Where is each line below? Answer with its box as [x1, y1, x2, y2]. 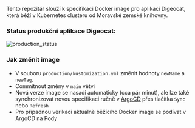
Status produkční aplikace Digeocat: [6, 27, 116, 35]
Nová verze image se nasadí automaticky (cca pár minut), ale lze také [15, 89, 190, 96]
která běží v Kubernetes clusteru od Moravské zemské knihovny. [6, 12, 168, 19]
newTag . [15, 76, 33, 83]
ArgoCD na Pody [15, 115, 58, 122]
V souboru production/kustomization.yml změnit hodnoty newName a [15, 69, 185, 76]
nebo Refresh [15, 101, 49, 109]
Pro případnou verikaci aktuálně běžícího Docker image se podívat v [15, 108, 186, 115]
